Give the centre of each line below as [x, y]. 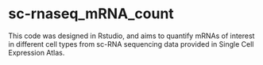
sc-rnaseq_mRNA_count [91, 14]
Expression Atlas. [37, 52]
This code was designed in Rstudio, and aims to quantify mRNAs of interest [131, 36]
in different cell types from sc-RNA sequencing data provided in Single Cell [131, 44]
